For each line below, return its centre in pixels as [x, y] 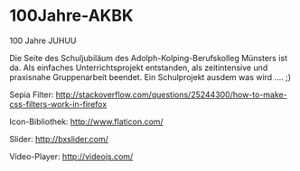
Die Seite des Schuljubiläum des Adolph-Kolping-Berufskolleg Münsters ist [148, 58]
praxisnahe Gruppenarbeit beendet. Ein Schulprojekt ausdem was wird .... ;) [150, 76]
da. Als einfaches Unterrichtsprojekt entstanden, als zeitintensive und [139, 67]
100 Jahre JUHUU [43, 40]
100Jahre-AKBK [71, 16]
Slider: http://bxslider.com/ [59, 139]
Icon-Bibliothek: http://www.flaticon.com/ [87, 121]
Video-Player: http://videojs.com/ [71, 156]
